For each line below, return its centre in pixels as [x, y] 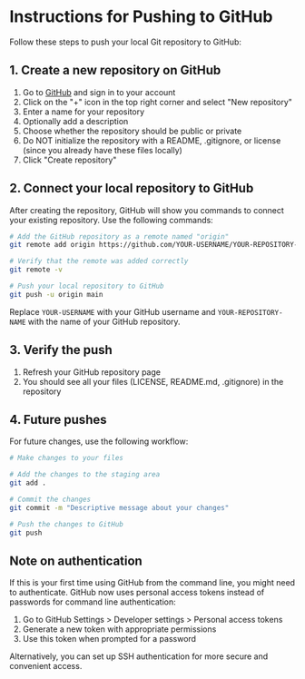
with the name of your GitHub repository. [104, 321]
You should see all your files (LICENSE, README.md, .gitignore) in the [153, 381]
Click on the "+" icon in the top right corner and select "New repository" [157, 102]
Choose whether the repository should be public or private [132, 131]
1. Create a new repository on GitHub [115, 70]
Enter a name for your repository [84, 112]
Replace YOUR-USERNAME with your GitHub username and [113, 311]
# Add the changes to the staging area [85, 475]
